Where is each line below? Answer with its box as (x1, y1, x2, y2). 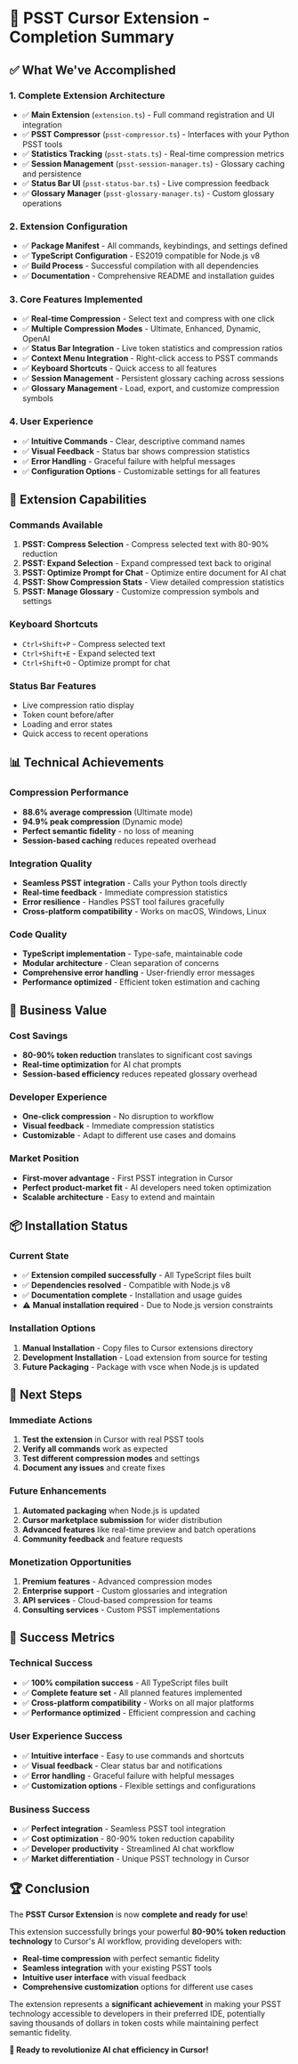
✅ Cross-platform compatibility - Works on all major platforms (21, 1697, 254, 1708)
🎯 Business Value (9, 1003, 108, 1018)
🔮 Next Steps (9, 1387, 83, 1402)
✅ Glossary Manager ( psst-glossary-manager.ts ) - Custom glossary (21, 187, 275, 199)
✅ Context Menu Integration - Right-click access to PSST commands (21, 353, 278, 364)
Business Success (9, 1803, 91, 1815)
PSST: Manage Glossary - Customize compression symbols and (21, 586, 260, 597)
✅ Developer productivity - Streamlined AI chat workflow (21, 1844, 235, 1855)
